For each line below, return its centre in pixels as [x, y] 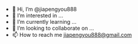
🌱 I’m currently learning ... [44, 22]
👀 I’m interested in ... [38, 15]
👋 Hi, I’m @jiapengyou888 [44, 9]
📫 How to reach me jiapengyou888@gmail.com [72, 35]
